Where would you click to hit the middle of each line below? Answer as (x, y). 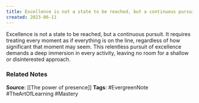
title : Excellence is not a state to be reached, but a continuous (91, 12)
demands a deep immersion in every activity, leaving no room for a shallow (97, 53)
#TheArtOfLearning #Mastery (42, 94)
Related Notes (27, 75)
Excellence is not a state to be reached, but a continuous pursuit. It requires (98, 34)
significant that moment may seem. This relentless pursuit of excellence (94, 46)
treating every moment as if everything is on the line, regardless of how (93, 40)
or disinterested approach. (38, 59)
